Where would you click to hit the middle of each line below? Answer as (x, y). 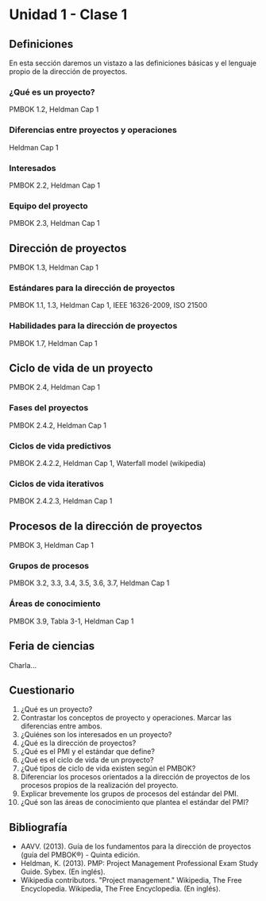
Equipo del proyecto (48, 206)
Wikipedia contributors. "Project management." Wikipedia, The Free (131, 880)
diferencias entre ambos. (61, 726)
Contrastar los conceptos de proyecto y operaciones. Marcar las (126, 718)
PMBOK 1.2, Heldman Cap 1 (54, 110)
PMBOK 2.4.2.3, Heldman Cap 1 (61, 501)
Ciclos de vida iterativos (56, 484)
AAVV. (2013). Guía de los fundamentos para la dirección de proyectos (136, 847)
